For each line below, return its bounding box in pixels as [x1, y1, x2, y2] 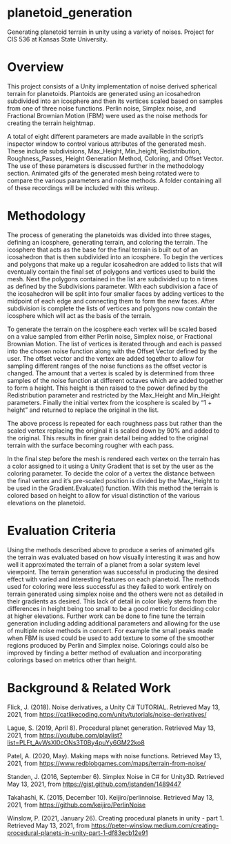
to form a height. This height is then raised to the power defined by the [7, 384, 208, 392]
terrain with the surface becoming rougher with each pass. [7, 441, 174, 449]
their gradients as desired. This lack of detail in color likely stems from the [7, 597, 217, 606]
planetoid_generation [7, 5, 133, 21]
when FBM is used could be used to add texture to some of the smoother [7, 634, 215, 642]
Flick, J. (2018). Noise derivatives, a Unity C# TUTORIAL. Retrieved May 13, [7, 703, 221, 711]
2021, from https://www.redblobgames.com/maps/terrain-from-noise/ [7, 759, 206, 767]
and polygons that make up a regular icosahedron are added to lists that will [7, 260, 223, 268]
